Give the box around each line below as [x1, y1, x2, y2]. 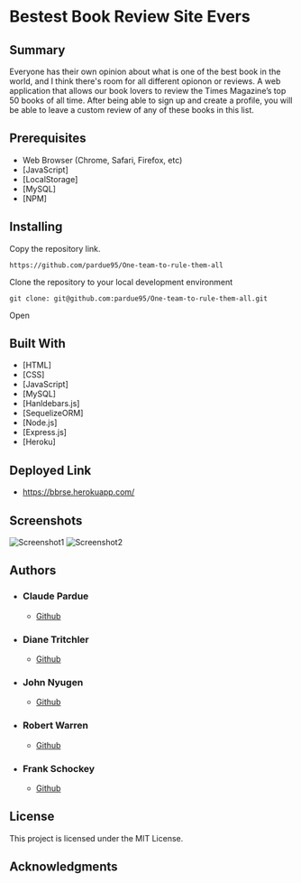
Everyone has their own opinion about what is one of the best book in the [9, 66, 281, 77]
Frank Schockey [22, 762, 96, 775]
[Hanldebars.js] [22, 398, 80, 409]
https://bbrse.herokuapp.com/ [22, 487, 135, 497]
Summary [9, 42, 66, 58]
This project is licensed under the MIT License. [9, 832, 184, 843]
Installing [9, 219, 63, 235]
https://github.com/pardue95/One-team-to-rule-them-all [9, 260, 223, 270]
